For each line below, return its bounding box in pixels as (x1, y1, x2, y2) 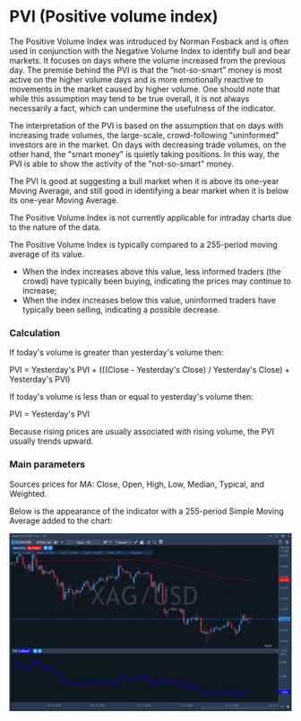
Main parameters (9, 458, 86, 470)
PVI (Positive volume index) (9, 6, 219, 27)
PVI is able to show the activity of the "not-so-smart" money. (9, 158, 235, 169)
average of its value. (9, 249, 85, 259)
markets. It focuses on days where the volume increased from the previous (9, 55, 287, 66)
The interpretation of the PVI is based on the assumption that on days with (9, 119, 284, 131)
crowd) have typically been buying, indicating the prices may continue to (21, 276, 291, 286)
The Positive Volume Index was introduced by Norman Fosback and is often (9, 36, 289, 47)
